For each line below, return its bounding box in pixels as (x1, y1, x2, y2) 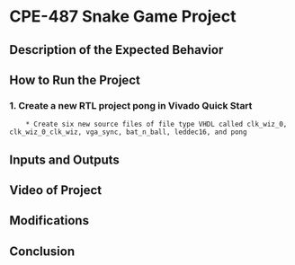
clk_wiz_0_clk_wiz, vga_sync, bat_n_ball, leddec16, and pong (9, 128, 247, 137)
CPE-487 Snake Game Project (9, 6, 237, 27)
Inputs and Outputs (9, 152, 120, 167)
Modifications (9, 213, 90, 228)
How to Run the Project (9, 72, 141, 87)
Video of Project (9, 182, 102, 199)
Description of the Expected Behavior (9, 42, 224, 57)
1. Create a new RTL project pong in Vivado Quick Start (9, 99, 253, 111)
